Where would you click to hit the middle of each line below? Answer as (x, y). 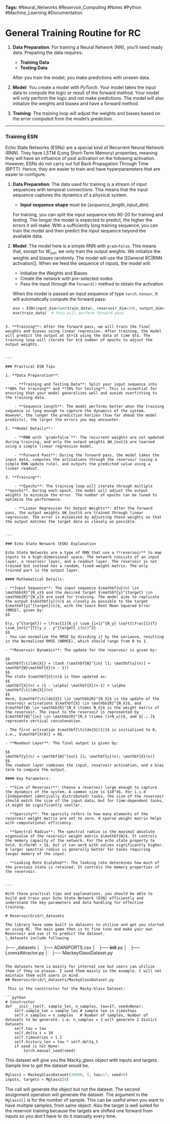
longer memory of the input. (36, 854)
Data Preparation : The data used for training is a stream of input (80, 184)
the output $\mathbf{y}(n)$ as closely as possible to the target (77, 601)
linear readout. (22, 468)
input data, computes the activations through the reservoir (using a (81, 459)
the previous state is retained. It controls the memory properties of (82, 867)
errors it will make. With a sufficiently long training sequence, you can (85, 225)
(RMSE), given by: (25, 610)
